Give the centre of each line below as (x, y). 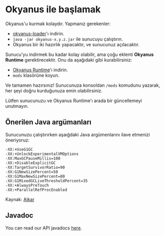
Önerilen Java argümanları (49, 122)
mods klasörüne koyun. (36, 75)
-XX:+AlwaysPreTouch (27, 185)
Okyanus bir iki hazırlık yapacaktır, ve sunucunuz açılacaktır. (76, 44)
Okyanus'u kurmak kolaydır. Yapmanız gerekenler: (58, 24)
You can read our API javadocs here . (44, 228)
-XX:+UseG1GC (19, 149)
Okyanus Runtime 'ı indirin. (40, 70)
